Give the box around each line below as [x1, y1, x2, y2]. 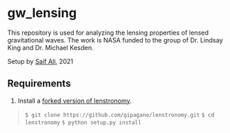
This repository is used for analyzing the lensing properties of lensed [7, 28, 209, 37]
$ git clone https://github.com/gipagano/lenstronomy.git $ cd [24, 111, 215, 118]
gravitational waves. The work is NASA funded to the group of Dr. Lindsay [7, 35, 224, 44]
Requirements [7, 78, 71, 90]
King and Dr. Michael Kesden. [7, 43, 94, 52]
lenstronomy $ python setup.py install [24, 119, 142, 126]
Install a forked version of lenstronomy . [17, 96, 133, 105]
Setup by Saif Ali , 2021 [7, 57, 73, 65]
